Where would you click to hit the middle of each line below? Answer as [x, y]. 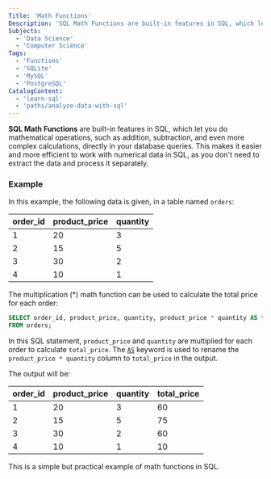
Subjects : [25, 31]
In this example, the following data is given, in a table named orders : [121, 202]
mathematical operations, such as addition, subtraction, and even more [126, 137]
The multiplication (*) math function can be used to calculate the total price [133, 295]
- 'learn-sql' [39, 99]
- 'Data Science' [45, 38]
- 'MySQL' [32, 76]
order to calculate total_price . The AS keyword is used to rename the [124, 350]
